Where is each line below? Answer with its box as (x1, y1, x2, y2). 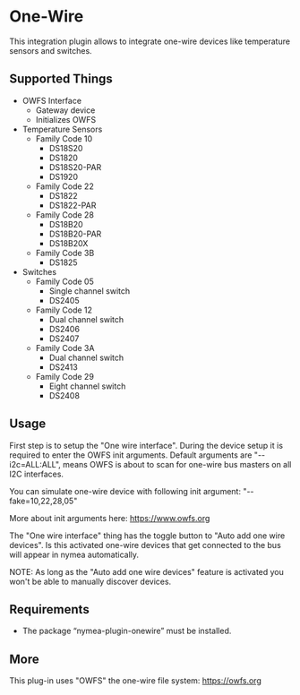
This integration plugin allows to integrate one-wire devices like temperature (9, 36, 291, 47)
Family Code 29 (35, 371, 94, 382)
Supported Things (9, 72, 114, 87)
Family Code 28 (35, 209, 94, 220)
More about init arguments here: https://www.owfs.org (9, 512, 210, 523)
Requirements (9, 602, 90, 617)
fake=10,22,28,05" (9, 495, 78, 506)
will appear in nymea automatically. (9, 549, 140, 560)
